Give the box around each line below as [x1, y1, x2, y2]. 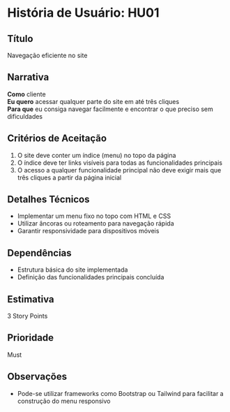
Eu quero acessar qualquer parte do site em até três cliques [7, 97, 180, 105]
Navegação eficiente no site [7, 51, 88, 59]
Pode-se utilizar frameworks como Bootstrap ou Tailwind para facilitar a [17, 389, 224, 397]
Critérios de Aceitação [7, 133, 107, 145]
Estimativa [7, 293, 54, 305]
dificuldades [7, 112, 43, 120]
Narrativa [7, 71, 49, 83]
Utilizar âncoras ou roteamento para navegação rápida [17, 219, 174, 228]
